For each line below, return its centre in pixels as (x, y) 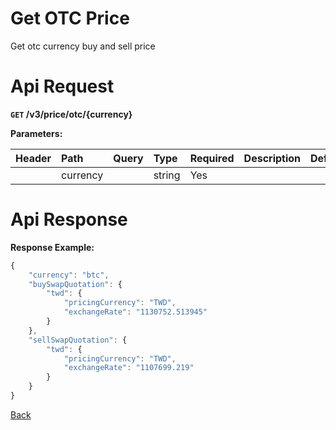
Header (33, 158)
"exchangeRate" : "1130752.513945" (135, 312)
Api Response (69, 219)
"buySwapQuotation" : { (75, 284)
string (167, 175)
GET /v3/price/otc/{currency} (71, 114)
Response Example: (52, 247)
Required (212, 158)
